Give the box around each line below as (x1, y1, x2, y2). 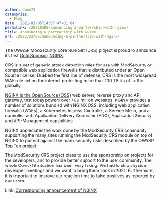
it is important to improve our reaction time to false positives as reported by (5, 173, 155, 179)
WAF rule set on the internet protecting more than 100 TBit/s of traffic (5, 77, 144, 83)
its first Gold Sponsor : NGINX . (5, 52, 64, 58)
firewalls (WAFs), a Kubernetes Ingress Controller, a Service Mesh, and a (5, 107, 150, 113)
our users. (5, 178, 26, 183)
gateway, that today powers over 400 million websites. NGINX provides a (5, 97, 151, 103)
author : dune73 (5, 7, 36, 12)
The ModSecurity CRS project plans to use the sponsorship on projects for (5, 152, 154, 158)
